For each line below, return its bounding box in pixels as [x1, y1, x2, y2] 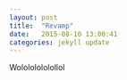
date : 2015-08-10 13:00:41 [9, 29, 118, 38]
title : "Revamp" [9, 21, 74, 30]
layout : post [9, 12, 58, 22]
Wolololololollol [9, 62, 65, 73]
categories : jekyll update [9, 37, 110, 47]
